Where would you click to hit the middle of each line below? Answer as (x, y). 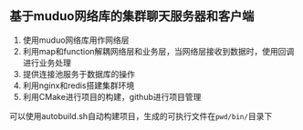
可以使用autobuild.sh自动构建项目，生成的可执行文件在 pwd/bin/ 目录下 (141, 115)
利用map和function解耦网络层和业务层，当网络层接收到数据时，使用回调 (158, 51)
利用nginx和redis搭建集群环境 (78, 85)
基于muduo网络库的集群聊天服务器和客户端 (132, 16)
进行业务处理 (47, 63)
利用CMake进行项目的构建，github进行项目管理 (112, 96)
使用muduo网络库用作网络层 (76, 40)
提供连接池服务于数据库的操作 (78, 74)
